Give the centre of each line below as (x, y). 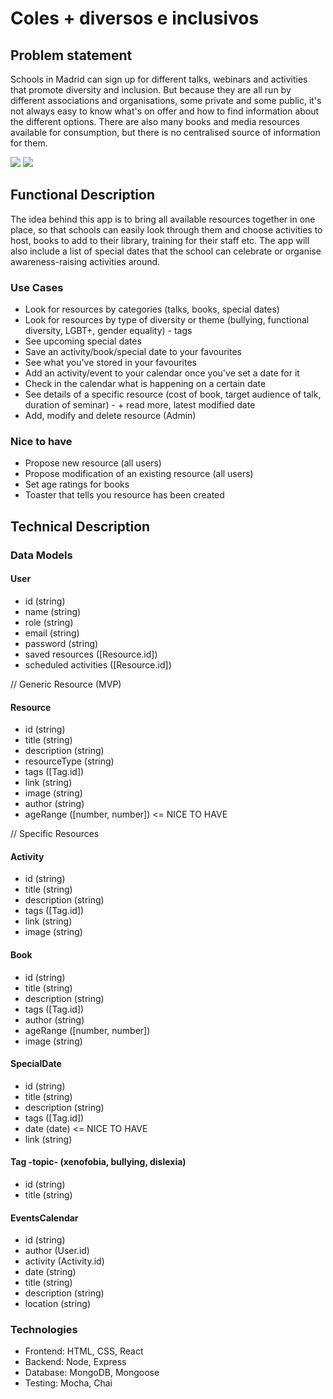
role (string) (49, 622)
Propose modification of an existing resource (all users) (139, 474)
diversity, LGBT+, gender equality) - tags (108, 331)
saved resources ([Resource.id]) (91, 654)
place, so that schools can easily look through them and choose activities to (166, 229)
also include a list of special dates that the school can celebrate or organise (166, 251)
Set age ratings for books (77, 484)
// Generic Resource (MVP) (66, 684)
